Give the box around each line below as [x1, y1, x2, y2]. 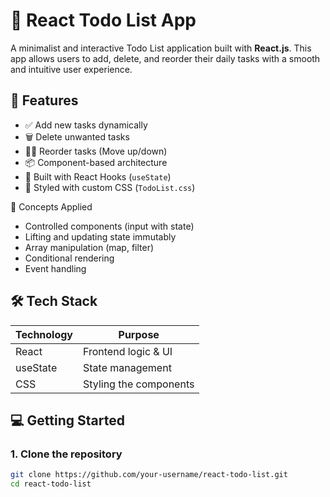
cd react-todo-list [10, 479, 92, 489]
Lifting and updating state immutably [24, 230, 177, 243]
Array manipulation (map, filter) [24, 241, 155, 253]
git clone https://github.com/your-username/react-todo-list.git [10, 470, 288, 480]
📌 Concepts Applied [10, 200, 93, 213]
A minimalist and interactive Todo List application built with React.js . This [10, 42, 312, 54]
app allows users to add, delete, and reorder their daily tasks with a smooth [10, 52, 321, 64]
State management [83, 360, 172, 374]
